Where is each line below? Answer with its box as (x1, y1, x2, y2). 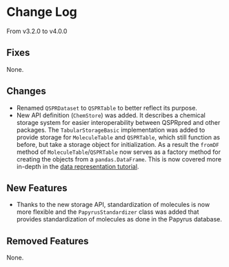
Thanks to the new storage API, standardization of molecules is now (16, 201, 210, 209)
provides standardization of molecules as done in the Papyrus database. (16, 215, 222, 224)
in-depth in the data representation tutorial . (16, 162, 139, 170)
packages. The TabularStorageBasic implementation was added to (16, 126, 206, 134)
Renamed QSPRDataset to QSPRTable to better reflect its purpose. (16, 103, 198, 112)
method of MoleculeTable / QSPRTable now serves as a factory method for (16, 148, 221, 156)
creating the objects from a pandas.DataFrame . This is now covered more (16, 155, 222, 163)
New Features (6, 182, 68, 194)
